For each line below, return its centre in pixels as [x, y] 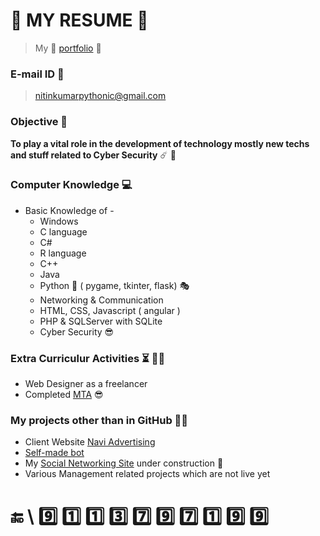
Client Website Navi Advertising [90, 442]
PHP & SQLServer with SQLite [101, 321]
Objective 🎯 [39, 122]
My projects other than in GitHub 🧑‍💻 [99, 421]
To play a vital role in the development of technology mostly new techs [160, 143]
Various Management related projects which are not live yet [147, 474]
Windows [59, 221]
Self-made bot [54, 453]
